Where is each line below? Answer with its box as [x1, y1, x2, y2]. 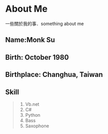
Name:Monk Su [5, 36, 55, 44]
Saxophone [25, 123, 49, 129]
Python [25, 112, 41, 118]
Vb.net [25, 101, 40, 107]
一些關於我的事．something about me [5, 20, 84, 26]
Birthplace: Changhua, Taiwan [5, 70, 103, 79]
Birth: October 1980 [5, 53, 69, 62]
